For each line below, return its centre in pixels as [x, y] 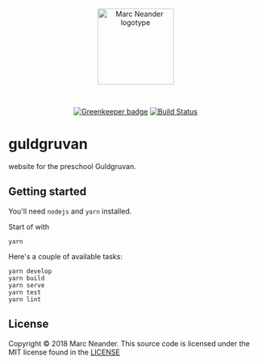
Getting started [48, 192]
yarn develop [30, 271]
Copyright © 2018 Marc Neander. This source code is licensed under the [129, 343]
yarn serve [27, 285]
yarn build [27, 278]
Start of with [29, 226]
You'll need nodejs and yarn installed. [70, 211]
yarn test [25, 292]
